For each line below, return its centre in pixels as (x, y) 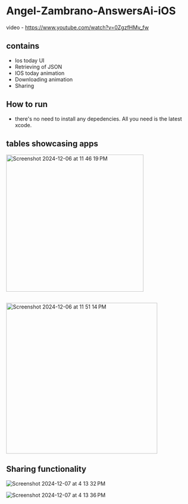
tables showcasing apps (52, 144)
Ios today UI (29, 60)
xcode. (23, 125)
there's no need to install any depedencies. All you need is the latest (98, 119)
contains (23, 46)
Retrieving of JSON (38, 67)
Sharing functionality (46, 469)
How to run (27, 104)
